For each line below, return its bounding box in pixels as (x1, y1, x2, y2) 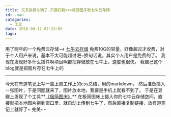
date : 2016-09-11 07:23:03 (5, 27, 63, 32)
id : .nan (5, 12, 24, 17)
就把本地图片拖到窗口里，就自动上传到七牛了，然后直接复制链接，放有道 (9, 100, 161, 106)
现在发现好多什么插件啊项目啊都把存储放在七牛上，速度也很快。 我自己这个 (5, 59, 163, 64)
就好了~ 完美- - (14, 106, 47, 112)
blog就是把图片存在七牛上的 (5, 65, 64, 71)
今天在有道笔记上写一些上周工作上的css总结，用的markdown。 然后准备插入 (5, 81, 165, 87)
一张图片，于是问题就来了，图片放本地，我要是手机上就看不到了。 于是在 (5, 87, 158, 93)
